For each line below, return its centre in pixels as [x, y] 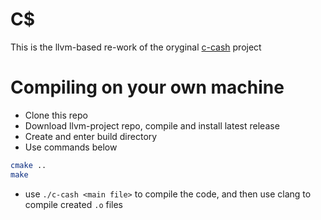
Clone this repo [56, 115]
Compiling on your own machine [147, 87]
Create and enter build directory [91, 136]
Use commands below [71, 147]
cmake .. [28, 165]
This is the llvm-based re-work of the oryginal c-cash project [136, 47]
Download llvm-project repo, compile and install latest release [152, 125]
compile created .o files [73, 204]
